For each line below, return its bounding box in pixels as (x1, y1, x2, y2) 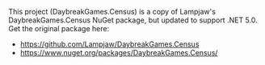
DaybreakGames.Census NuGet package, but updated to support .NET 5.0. (8, 15, 258, 25)
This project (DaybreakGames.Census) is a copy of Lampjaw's (8, 7, 217, 16)
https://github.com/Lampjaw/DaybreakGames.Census (19, 39, 200, 49)
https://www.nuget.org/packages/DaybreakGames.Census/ (19, 48, 218, 57)
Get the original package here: (8, 24, 110, 33)
